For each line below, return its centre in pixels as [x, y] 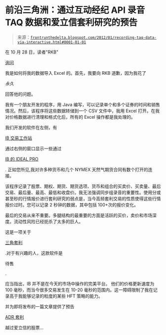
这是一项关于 [18, 232]
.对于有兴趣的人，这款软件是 [34, 253]
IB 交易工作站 [19, 138]
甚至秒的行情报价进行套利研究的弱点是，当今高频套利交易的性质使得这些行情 [83, 198]
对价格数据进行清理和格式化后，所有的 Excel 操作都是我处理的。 [70, 117]
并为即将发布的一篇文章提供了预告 [40, 306]
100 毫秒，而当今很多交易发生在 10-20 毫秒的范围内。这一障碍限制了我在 [79, 289]
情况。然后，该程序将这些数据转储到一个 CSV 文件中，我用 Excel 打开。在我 [82, 111]
